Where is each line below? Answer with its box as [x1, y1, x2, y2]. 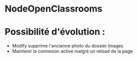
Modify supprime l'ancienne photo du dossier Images [12, 43, 124, 49]
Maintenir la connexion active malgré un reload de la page [12, 48, 133, 54]
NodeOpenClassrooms [5, 3, 103, 15]
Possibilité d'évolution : [5, 26, 106, 38]
